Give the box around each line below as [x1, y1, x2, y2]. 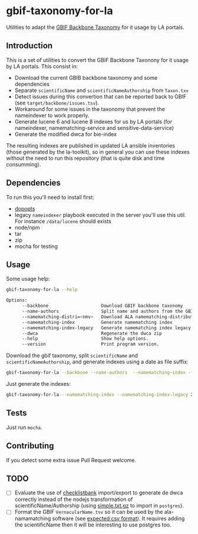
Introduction [6, 41, 53, 51]
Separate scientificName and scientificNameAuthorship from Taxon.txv [14, 87, 189, 94]
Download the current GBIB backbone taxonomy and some [14, 74, 158, 81]
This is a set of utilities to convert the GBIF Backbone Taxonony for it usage [6, 56, 189, 63]
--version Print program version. [21, 341, 160, 348]
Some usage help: [6, 276, 50, 283]
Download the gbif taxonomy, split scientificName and [6, 352, 138, 359]
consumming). [6, 160, 41, 168]
